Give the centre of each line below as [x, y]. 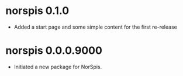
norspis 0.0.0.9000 [54, 51]
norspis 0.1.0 [37, 11]
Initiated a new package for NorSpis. [58, 67]
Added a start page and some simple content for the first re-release [96, 27]
